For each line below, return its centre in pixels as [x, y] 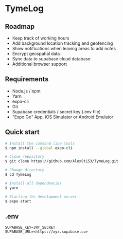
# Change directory [25, 170]
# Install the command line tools [40, 143]
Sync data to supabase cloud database [51, 59]
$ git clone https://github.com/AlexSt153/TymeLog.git [62, 161]
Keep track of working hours [41, 38]
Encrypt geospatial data [36, 54]
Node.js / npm [26, 91]
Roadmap [20, 27]
